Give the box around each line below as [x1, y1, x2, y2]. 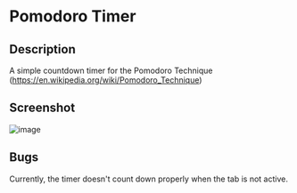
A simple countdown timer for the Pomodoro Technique [9, 65, 213, 76]
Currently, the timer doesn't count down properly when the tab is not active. [9, 173, 288, 184]
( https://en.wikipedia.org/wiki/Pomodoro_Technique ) [9, 75, 202, 85]
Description [9, 42, 76, 57]
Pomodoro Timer [9, 6, 136, 27]
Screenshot [9, 101, 76, 116]
